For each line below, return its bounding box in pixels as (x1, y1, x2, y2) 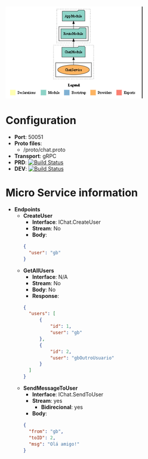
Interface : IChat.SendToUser (32, 391, 104, 398)
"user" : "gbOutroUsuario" (50, 355, 115, 361)
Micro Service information (5, 186, 138, 200)
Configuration (5, 114, 77, 127)
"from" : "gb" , (28, 428, 64, 435)
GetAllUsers (23, 267, 54, 274)
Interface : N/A (32, 273, 68, 281)
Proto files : (14, 140, 42, 147)
